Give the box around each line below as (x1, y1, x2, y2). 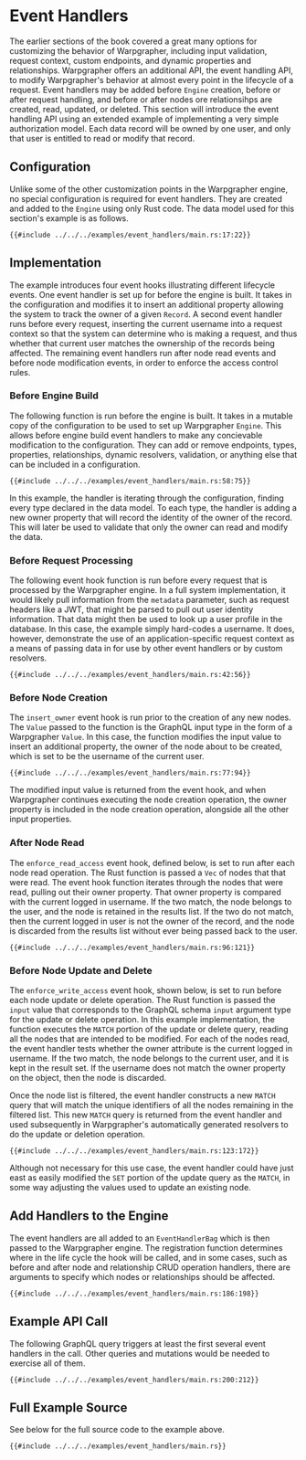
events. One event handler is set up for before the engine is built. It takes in (9, 289, 292, 300)
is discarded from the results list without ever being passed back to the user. (9, 925, 298, 936)
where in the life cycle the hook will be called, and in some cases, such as (9, 1252, 288, 1263)
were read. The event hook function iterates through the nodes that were (9, 876, 284, 887)
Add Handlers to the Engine (9, 1208, 169, 1224)
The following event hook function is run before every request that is (9, 575, 268, 586)
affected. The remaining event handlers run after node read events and (9, 347, 277, 358)
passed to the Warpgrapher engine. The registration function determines (9, 1242, 283, 1253)
